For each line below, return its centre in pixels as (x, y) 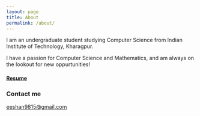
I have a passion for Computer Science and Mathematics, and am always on (100, 58)
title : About (23, 17)
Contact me (24, 94)
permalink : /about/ (31, 23)
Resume (17, 78)
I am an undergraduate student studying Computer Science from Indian (95, 40)
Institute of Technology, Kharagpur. (50, 46)
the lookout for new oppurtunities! (48, 64)
